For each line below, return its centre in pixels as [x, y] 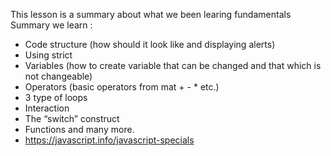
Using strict [48, 55]
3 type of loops [56, 97]
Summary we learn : [51, 25]
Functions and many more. [79, 129]
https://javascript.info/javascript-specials [109, 140]
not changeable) [58, 76]
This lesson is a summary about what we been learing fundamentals [151, 14]
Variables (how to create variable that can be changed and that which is [173, 65]
